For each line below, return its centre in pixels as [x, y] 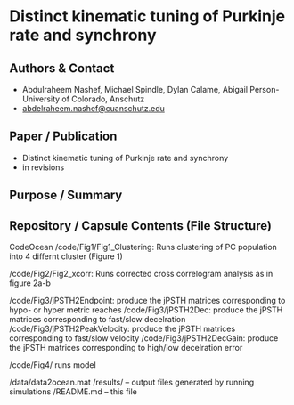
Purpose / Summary [66, 195]
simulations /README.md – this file [73, 392]
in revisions [43, 167]
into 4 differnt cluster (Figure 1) [66, 256]
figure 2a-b [30, 283]
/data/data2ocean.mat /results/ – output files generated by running [132, 382]
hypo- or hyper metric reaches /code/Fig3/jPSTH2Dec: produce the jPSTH [146, 310]
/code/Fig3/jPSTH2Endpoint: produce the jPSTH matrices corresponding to [147, 301]
